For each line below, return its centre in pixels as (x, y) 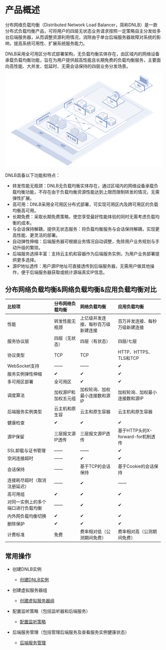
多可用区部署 (20, 382)
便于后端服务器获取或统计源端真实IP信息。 (64, 272)
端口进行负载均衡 (24, 508)
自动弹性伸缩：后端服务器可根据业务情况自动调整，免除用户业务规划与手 (86, 241)
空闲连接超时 (20, 458)
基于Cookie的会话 (136, 466)
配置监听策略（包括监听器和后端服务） (51, 611)
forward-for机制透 (137, 436)
